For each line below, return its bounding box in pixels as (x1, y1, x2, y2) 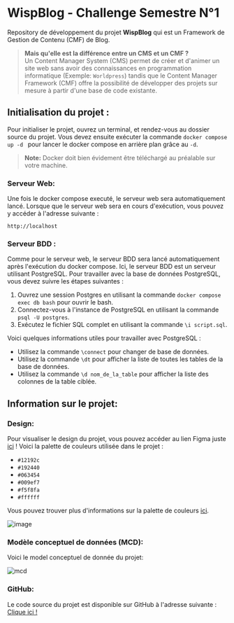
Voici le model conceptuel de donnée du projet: (7, 553, 144, 561)
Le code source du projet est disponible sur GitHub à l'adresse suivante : (7, 600, 217, 608)
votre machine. (24, 161, 68, 169)
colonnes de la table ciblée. (17, 377, 97, 386)
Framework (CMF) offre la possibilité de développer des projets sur (24, 78, 218, 87)
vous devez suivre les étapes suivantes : (7, 277, 124, 286)
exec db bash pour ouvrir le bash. (17, 298, 114, 307)
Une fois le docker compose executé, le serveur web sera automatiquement (7, 195, 226, 203)
